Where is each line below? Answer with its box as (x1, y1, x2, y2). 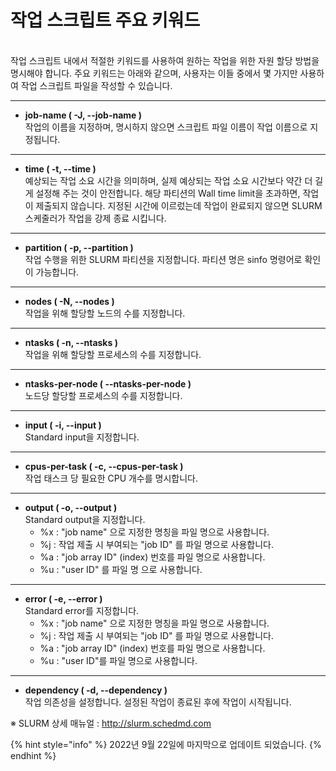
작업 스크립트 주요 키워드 (10, 9, 201, 32)
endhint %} (10, 749, 57, 761)
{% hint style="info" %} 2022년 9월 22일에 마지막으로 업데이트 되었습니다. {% (10, 738, 322, 750)
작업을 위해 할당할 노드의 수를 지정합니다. (24, 307, 186, 319)
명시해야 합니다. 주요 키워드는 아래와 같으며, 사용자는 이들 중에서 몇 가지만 (10, 67, 298, 79)
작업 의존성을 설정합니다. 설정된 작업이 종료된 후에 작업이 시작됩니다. (24, 696, 292, 708)
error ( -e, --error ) (24, 592, 103, 605)
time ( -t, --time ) (24, 162, 97, 175)
